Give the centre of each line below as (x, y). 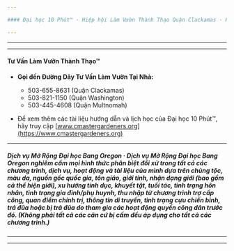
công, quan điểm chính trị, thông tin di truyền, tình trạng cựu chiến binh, (114, 200)
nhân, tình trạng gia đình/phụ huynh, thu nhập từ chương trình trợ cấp (111, 193)
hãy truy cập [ (37, 125)
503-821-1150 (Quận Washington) (76, 98)
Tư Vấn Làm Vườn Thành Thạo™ (54, 61)
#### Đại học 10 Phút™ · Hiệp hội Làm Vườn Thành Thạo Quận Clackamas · (115, 20)
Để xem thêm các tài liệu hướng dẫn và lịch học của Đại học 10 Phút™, (117, 119)
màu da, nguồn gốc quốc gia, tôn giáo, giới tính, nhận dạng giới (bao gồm (116, 178)
